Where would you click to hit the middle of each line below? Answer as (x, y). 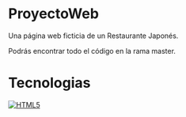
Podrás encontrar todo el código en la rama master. (92, 51)
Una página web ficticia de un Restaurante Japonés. (93, 36)
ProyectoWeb (53, 14)
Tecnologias (49, 83)
